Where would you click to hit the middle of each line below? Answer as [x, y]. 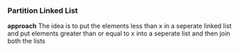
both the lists [26, 41]
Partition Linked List [43, 11]
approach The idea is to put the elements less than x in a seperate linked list [119, 26]
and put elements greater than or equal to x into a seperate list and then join [119, 33]
